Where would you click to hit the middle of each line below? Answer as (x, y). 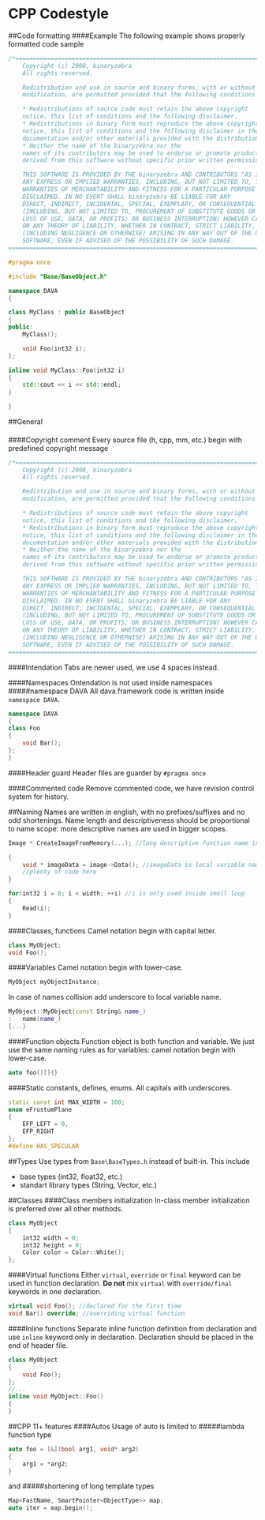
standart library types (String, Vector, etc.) (88, 1184)
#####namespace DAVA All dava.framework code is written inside (116, 691)
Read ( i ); (37, 908)
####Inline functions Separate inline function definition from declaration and (132, 1328)
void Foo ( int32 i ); (54, 348)
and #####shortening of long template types (81, 1486)
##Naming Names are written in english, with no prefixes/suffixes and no (127, 812)
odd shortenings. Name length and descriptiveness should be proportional (129, 820)
